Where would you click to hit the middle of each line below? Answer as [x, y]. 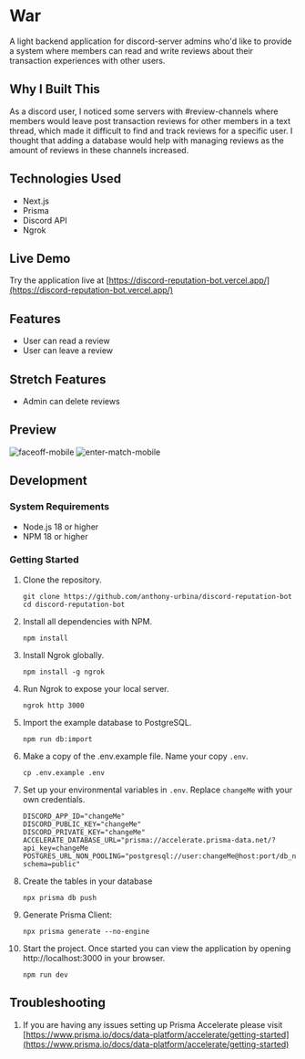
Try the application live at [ [59, 280]
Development [49, 481]
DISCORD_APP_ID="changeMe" [74, 816]
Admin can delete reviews [71, 401]
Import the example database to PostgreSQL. [107, 722]
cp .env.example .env [63, 772]
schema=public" [51, 864]
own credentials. [54, 799]
